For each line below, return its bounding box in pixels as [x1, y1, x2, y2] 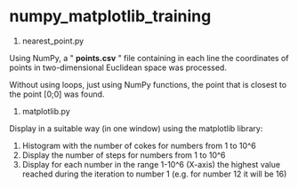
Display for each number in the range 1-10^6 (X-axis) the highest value [21, 159, 281, 169]
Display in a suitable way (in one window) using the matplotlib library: [9, 122, 263, 134]
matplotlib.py [21, 106, 70, 116]
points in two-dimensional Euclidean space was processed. [9, 62, 227, 73]
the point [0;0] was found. [9, 89, 105, 99]
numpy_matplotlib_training [9, 6, 212, 27]
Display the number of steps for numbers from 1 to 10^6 [21, 149, 226, 161]
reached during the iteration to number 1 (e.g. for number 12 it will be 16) [21, 168, 287, 179]
